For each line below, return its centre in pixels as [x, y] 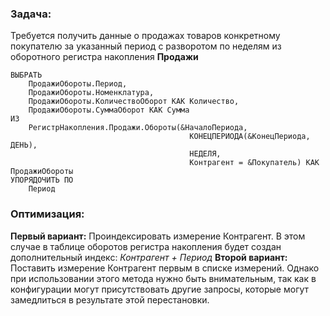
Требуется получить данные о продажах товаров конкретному [145, 36]
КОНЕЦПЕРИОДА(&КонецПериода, [250, 137]
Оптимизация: [47, 214]
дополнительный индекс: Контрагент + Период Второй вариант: [149, 257]
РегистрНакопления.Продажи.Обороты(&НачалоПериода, [138, 128]
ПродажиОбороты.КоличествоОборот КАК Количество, [134, 102]
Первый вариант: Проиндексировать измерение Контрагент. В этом [158, 236]
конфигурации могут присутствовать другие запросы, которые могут [160, 289]
